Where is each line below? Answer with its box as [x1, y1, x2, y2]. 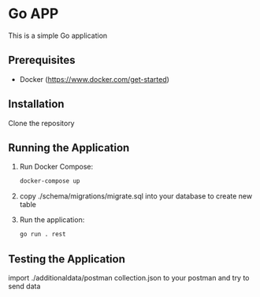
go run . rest [19, 230, 66, 239]
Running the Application [8, 141, 130, 154]
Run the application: [19, 215, 85, 225]
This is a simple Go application [8, 31, 108, 40]
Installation [8, 98, 65, 111]
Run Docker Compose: [19, 162, 93, 172]
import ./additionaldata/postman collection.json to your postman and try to [8, 273, 250, 282]
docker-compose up [19, 177, 80, 185]
